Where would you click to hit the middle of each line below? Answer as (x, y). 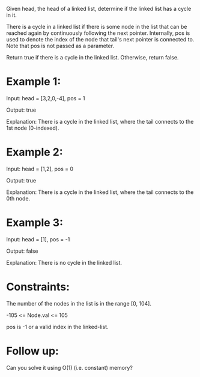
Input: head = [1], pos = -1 (38, 239)
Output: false (22, 251)
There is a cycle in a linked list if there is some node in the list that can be (97, 27)
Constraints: (38, 287)
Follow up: (32, 351)
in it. (11, 15)
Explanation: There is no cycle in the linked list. (64, 262)
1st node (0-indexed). (33, 128)
